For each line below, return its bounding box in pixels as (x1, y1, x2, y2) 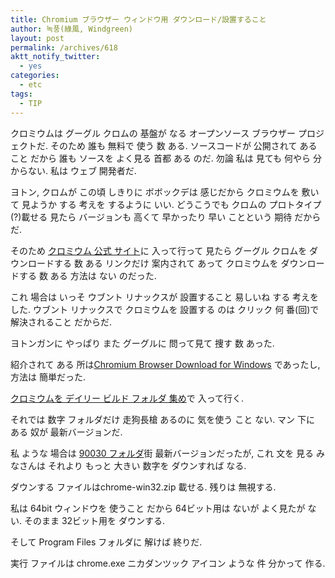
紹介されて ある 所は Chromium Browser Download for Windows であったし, (10, 358, 321, 370)
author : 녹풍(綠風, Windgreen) (10, 24, 134, 34)
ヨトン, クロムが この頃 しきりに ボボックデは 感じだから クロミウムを (10, 186, 300, 198)
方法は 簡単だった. (10, 371, 86, 383)
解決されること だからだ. (10, 316, 112, 328)
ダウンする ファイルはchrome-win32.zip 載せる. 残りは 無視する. (10, 481, 277, 493)
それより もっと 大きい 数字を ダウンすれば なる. (47, 459, 247, 471)
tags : (10, 89, 33, 99)
